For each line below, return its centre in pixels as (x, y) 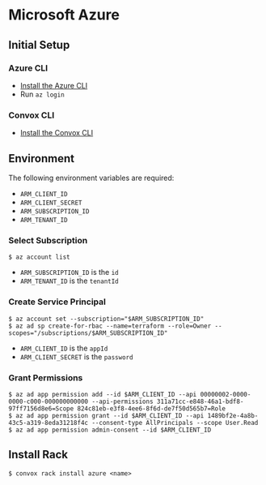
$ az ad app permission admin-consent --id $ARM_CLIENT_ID (110, 430)
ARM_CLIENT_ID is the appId (64, 348)
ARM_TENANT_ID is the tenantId (69, 281)
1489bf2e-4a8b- (233, 415)
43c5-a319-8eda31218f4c (49, 423)
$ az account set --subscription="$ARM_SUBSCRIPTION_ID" (106, 319)
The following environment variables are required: (91, 178)
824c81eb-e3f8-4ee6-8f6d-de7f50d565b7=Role (152, 408)
